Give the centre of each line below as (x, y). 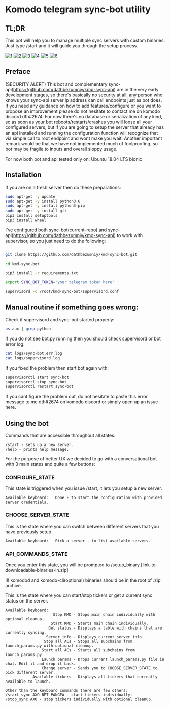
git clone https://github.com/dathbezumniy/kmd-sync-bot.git (71, 254)
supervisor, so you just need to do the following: (56, 241)
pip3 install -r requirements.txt (42, 273)
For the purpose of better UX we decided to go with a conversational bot (81, 459)
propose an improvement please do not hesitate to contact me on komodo (83, 111)
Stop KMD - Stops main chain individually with (104, 615)
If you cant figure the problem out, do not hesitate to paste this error (77, 397)
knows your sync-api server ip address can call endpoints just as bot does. (84, 100)
